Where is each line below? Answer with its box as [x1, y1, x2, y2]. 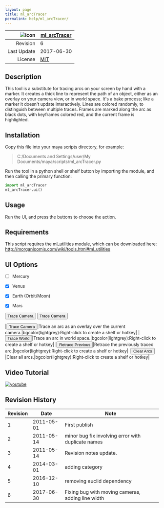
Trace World [7, 336, 30, 341]
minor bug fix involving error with [64, 433, 141, 439]
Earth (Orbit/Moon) [12, 293, 51, 299]
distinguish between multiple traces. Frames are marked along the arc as [5, 106, 151, 113]
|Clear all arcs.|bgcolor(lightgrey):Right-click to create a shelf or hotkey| [5, 354, 150, 360]
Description [5, 72, 41, 81]
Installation [5, 131, 40, 139]
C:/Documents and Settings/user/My [17, 154, 91, 159]
